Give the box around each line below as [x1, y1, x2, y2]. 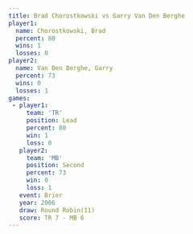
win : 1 [26, 131, 48, 139]
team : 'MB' [26, 154, 63, 162]
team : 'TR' [26, 109, 63, 117]
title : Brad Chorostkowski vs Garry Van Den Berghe [8, 11, 185, 20]
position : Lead [26, 117, 78, 125]
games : [8, 94, 31, 102]
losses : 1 [15, 86, 48, 95]
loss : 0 [26, 138, 52, 147]
